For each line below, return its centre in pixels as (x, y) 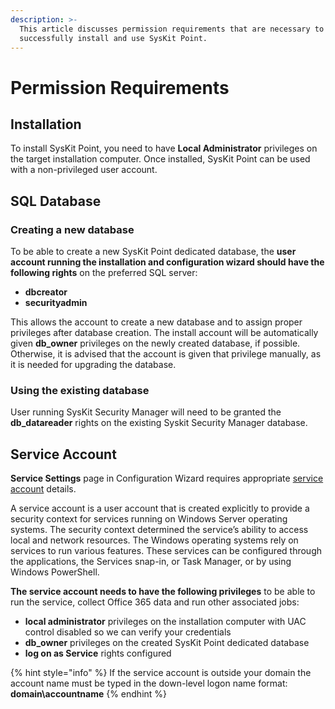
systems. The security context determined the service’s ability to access (159, 530)
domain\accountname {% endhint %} (89, 694)
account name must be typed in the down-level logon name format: (149, 683)
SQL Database (56, 201)
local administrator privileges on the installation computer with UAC (165, 622)
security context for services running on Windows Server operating (149, 519)
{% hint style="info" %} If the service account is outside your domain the (161, 673)
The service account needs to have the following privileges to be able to (163, 592)
